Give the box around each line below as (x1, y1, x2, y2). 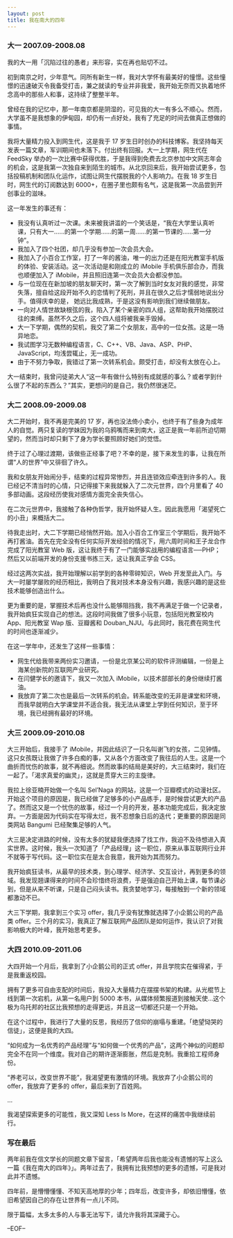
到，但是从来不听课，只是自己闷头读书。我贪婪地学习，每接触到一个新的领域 (7, 885, 226, 893)
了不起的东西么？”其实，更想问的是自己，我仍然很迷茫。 (19, 381, 180, 389)
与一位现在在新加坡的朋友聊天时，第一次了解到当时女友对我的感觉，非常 (17, 279, 224, 288)
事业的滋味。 (12, 189, 50, 197)
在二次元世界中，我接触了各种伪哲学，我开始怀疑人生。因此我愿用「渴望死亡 (7, 505, 226, 513)
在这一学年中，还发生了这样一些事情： (7, 642, 116, 650)
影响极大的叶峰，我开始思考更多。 (7, 925, 105, 934)
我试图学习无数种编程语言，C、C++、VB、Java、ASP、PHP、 (17, 340, 196, 348)
